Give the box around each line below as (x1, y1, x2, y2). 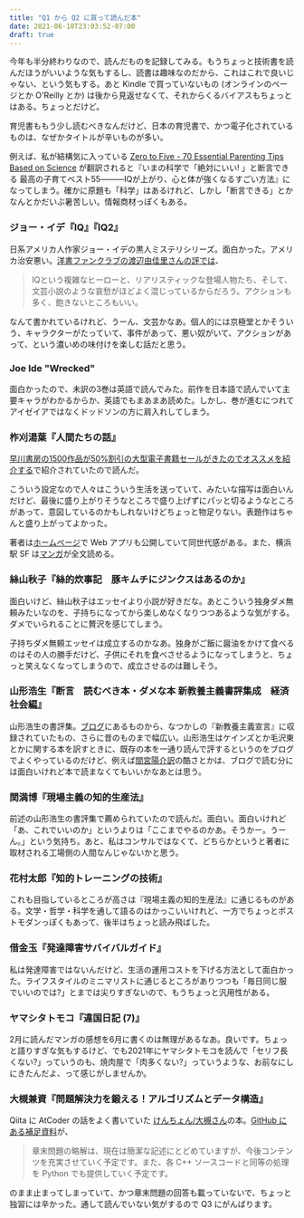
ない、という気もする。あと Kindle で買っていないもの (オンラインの (16, 79, 272, 90)
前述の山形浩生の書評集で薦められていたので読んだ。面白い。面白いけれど (9, 813, 287, 824)
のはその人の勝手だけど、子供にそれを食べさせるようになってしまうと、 (9, 648, 278, 659)
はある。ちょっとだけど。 (9, 101, 105, 112)
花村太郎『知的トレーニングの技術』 (9, 872, 167, 885)
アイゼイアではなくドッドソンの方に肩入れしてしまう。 (9, 406, 215, 417)
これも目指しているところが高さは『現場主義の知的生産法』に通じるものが (9, 894, 287, 906)
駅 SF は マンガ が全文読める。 (9, 549, 119, 560)
